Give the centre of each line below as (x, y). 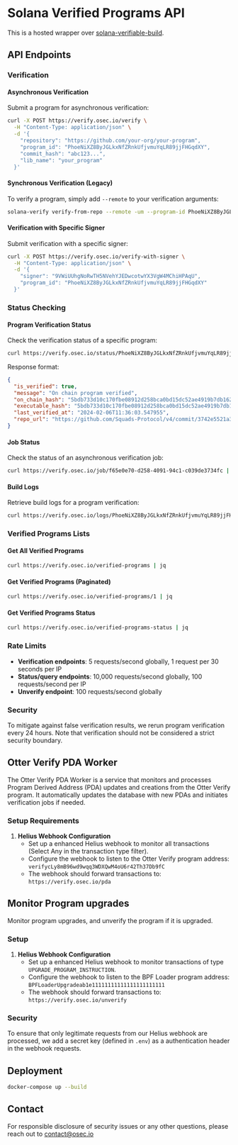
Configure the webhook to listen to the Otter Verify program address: (129, 859)
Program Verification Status (49, 325)
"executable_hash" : (42, 406)
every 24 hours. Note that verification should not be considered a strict (111, 732)
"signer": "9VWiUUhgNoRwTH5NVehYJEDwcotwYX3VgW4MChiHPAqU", (110, 277)
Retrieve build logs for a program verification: (73, 503)
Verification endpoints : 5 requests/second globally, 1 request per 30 (118, 661)
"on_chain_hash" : (39, 400)
